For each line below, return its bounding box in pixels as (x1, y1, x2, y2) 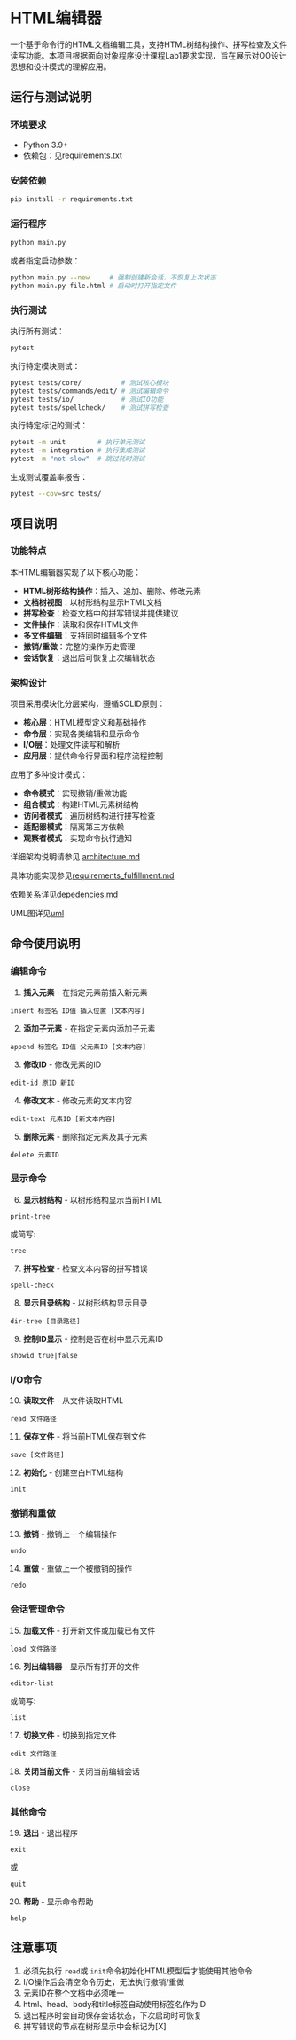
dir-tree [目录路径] (10, 1316, 81, 1326)
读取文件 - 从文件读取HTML (22, 1395, 124, 1406)
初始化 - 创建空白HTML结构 (22, 1467, 124, 1478)
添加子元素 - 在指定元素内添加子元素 (22, 1023, 156, 1033)
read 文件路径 (10, 1415, 57, 1424)
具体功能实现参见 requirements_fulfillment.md (10, 870, 175, 881)
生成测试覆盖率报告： (10, 472, 88, 483)
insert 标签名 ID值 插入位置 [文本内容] (10, 1006, 145, 1016)
